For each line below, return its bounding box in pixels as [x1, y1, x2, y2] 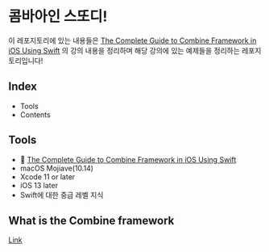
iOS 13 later [19, 180, 59, 190]
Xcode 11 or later [19, 171, 76, 182]
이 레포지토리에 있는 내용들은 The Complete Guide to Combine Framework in [8, 36, 257, 45]
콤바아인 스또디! [8, 7, 108, 26]
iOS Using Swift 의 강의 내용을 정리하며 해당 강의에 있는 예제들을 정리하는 [8, 45, 240, 55]
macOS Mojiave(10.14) [19, 163, 94, 173]
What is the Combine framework [8, 213, 175, 227]
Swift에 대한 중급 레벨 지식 [19, 190, 104, 199]
